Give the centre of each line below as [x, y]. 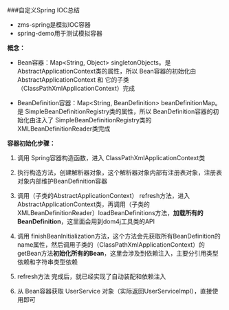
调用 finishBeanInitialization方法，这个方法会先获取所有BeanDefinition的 [119, 236]
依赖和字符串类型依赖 [47, 262]
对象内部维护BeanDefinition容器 [62, 181]
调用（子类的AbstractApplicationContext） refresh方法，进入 [103, 196]
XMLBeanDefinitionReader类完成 [64, 129]
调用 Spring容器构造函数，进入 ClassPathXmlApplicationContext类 [111, 158]
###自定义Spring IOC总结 [44, 10]
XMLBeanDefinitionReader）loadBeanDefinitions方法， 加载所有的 [110, 213]
